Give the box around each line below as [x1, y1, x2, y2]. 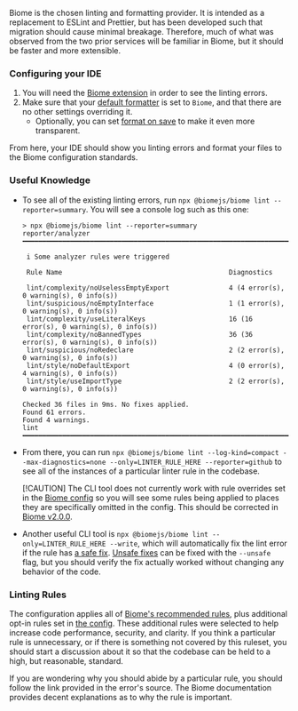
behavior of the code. [21, 566, 101, 577]
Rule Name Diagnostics [26, 268, 273, 276]
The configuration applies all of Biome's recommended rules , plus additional [9, 608, 288, 619]
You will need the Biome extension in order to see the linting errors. [21, 88, 268, 99]
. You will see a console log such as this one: [85, 204, 250, 214]
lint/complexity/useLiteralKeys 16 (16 [26, 315, 254, 324]
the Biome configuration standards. [9, 152, 138, 163]
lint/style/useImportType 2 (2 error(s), [26, 377, 286, 386]
